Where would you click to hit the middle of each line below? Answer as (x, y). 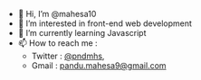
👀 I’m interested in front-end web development (105, 23)
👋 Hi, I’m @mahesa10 (57, 14)
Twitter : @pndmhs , (68, 56)
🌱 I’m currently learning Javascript (82, 33)
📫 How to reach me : (57, 43)
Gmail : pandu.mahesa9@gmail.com (99, 66)
